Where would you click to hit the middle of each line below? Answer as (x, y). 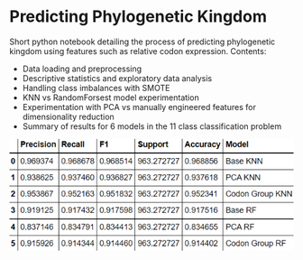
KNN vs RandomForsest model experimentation (111, 97)
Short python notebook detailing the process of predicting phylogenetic (142, 42)
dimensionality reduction (68, 116)
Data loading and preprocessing (82, 69)
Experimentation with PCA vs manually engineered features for (139, 107)
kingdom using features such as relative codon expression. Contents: (138, 51)
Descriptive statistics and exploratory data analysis (117, 78)
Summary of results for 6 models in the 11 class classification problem (152, 126)
